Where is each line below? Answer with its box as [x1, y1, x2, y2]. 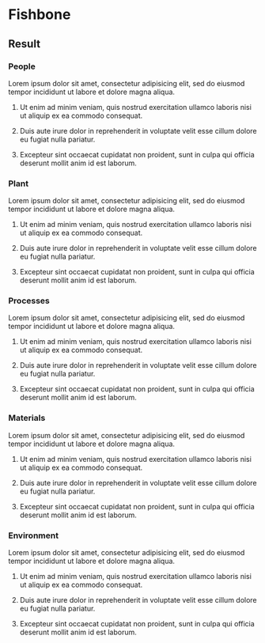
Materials [8, 413, 46, 424]
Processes [8, 295, 50, 306]
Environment [8, 530, 59, 541]
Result [8, 37, 41, 51]
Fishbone [8, 6, 71, 24]
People [8, 61, 36, 72]
